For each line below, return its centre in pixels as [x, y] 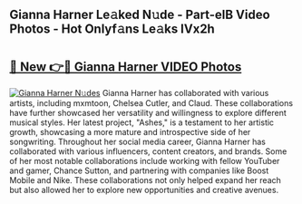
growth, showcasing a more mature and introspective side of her [130, 132]
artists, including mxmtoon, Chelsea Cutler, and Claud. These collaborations [151, 103]
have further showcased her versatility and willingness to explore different [148, 113]
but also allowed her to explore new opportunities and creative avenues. [144, 190]
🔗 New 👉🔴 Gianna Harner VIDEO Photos [126, 67]
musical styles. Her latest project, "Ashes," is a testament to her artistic [142, 122]
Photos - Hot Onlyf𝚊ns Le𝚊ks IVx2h [112, 29]
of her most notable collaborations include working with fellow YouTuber [145, 161]
